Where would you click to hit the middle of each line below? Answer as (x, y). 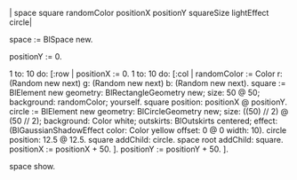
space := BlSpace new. (51, 39)
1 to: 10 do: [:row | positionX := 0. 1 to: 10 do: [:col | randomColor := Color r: (146, 74)
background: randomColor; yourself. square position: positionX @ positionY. (148, 102)
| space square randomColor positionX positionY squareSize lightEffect (139, 13)
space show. (32, 166)
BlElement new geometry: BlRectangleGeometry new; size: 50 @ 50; (135, 93)
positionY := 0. (36, 56)
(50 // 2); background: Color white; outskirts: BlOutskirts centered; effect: (144, 121)
